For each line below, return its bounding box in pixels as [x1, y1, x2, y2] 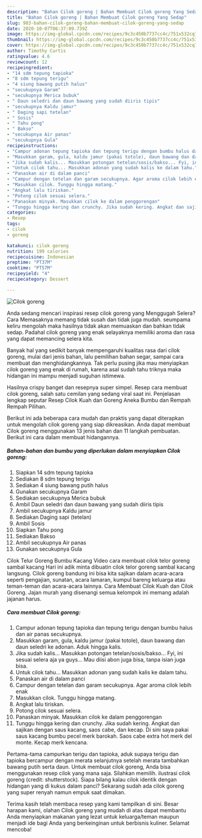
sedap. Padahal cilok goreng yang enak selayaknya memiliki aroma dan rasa [7, 328, 195, 336]
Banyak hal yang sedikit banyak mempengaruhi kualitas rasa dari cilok [7, 346, 180, 354]
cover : [7, 43, 23, 49]
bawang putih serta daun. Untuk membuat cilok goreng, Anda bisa [7, 763, 171, 770]
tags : [7, 221, 20, 227]
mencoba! [7, 825, 32, 833]
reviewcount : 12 [7, 59, 47, 65]
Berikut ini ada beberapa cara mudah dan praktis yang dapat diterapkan [7, 415, 185, 422]
